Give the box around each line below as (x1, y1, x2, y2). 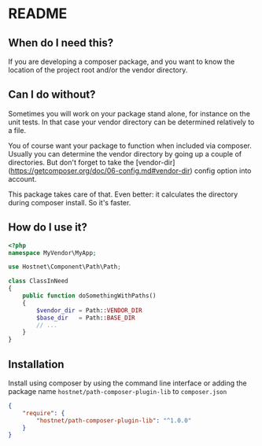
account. (8, 174, 37, 183)
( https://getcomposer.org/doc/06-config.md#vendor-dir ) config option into (8, 166, 252, 175)
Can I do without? (8, 88, 96, 101)
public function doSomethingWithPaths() (22, 292, 157, 300)
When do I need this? (8, 36, 114, 50)
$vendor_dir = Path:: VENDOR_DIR (36, 306, 143, 315)
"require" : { (22, 409, 65, 417)
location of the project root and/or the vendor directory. (8, 65, 188, 75)
